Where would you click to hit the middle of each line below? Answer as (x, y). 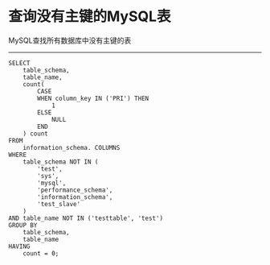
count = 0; (41, 253)
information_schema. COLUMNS (72, 147)
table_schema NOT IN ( (61, 162)
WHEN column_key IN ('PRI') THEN (93, 98)
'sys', (48, 176)
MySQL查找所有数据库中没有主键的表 (70, 40)
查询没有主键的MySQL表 (90, 17)
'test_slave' (59, 204)
